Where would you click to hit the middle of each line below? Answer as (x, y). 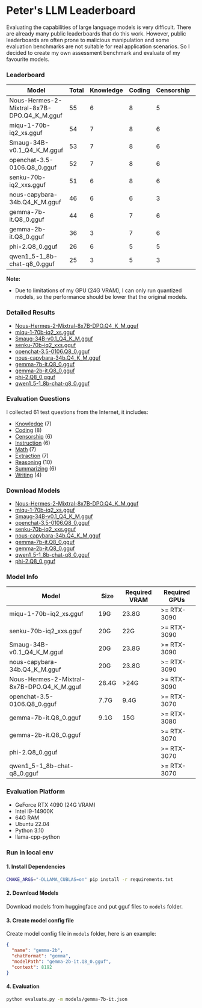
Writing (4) (28, 475)
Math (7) (26, 449)
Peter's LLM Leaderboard (71, 11)
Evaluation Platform (35, 792)
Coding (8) (28, 430)
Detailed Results (31, 313)
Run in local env (30, 852)
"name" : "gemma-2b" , (37, 950)
